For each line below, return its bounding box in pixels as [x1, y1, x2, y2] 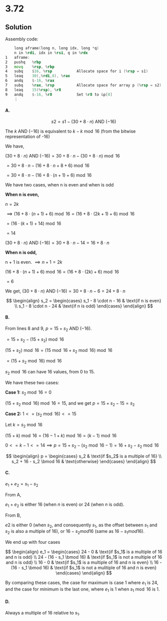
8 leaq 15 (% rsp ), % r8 [5, 87, 61, 92]
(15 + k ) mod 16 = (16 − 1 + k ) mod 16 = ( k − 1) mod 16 [5, 433, 117, 439]
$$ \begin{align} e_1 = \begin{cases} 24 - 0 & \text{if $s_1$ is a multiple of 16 [5, 549, 163, 555]
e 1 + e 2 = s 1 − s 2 [5, 481, 38, 488]
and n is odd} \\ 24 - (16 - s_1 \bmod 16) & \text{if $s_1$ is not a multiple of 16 [5, 554, 163, 560]
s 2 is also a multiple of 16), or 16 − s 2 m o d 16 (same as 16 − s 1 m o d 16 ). [5, 528, 145, 536]
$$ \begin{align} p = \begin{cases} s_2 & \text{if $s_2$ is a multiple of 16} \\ [5, 453, 162, 459]
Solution [5, 23, 32, 31]
